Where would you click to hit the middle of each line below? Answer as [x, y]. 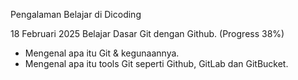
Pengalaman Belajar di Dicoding [76, 14]
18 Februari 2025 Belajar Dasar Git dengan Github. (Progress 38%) [147, 33]
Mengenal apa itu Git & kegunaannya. [102, 53]
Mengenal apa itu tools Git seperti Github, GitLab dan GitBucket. [156, 63]
